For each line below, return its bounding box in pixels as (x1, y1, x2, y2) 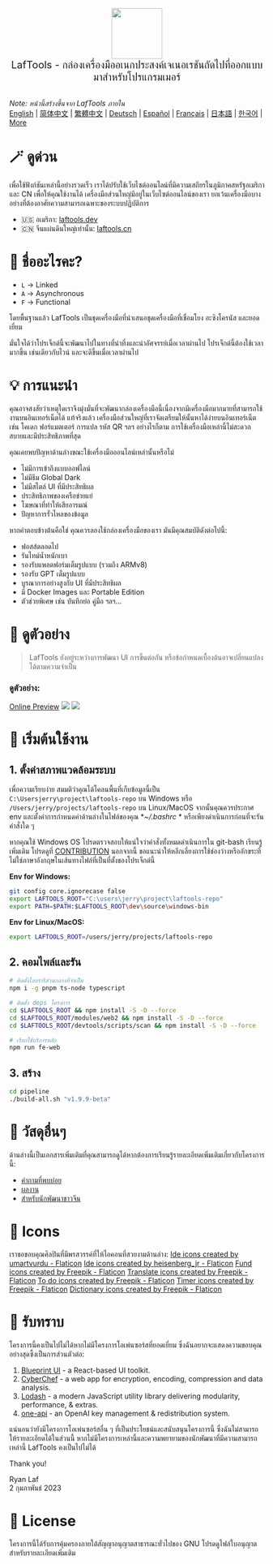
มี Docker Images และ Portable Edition (20, 586, 145, 596)
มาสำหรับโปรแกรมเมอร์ (92, 71, 181, 84)
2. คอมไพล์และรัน (9, 955, 82, 969)
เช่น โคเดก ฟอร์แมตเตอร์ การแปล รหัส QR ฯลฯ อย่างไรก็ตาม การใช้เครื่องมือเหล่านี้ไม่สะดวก (9, 422, 252, 432)
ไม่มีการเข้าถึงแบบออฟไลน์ (20, 463, 92, 473)
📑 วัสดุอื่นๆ (9, 1123, 66, 1141)
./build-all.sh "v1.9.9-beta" (9, 1095, 112, 1103)
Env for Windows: (9, 872, 71, 882)
